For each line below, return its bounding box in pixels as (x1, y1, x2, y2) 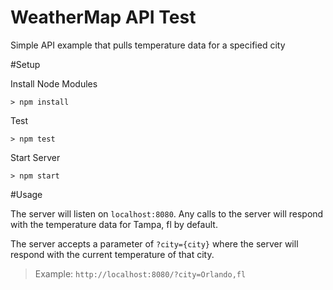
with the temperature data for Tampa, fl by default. (10, 218, 218, 230)
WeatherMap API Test (10, 6, 197, 29)
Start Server (10, 151, 61, 163)
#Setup (10, 58, 41, 70)
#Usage (10, 188, 43, 200)
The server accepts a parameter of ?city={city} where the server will (10, 237, 299, 250)
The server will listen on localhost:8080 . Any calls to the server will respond (10, 207, 324, 220)
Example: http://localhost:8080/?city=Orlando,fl (34, 267, 247, 280)
